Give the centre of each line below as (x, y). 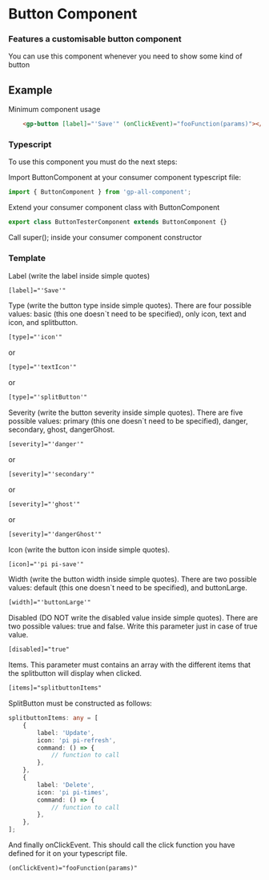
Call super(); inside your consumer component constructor (105, 238)
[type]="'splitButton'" (48, 397)
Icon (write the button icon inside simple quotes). (89, 549)
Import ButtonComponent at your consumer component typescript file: (125, 178)
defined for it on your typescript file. (68, 854)
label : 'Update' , (66, 733)
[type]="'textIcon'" (43, 368)
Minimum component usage (54, 110)
